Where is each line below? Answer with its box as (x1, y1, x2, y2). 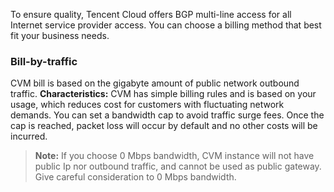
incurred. (10, 130, 48, 143)
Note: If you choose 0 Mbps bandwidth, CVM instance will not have (34, 150, 315, 162)
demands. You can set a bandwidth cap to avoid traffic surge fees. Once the (10, 109, 325, 121)
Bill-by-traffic (10, 54, 78, 68)
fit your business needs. (10, 30, 110, 41)
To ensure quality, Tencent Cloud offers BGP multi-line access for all (10, 9, 292, 20)
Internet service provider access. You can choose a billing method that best (10, 19, 322, 31)
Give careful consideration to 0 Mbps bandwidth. (34, 171, 237, 183)
